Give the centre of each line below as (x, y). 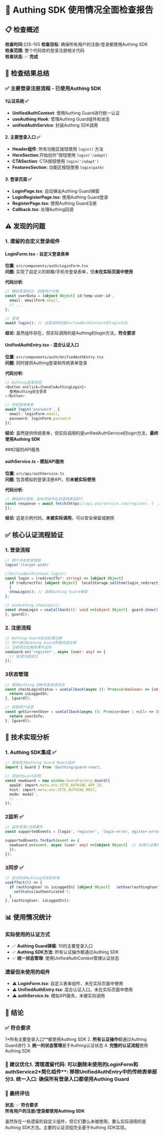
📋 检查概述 (22, 30)
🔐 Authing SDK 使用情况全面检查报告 (79, 10)
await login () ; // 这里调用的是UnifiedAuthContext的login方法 (66, 323)
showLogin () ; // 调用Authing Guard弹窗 (49, 592)
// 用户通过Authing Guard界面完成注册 (41, 642)
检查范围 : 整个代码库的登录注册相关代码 (45, 50)
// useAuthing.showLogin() (32, 605)
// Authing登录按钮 (23, 382)
